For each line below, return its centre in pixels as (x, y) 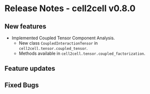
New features (25, 26)
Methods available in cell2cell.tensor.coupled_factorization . (82, 53)
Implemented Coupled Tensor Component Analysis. (63, 38)
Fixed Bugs (22, 85)
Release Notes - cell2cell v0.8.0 (70, 8)
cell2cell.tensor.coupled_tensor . (53, 48)
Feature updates (30, 69)
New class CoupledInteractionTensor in (58, 43)
